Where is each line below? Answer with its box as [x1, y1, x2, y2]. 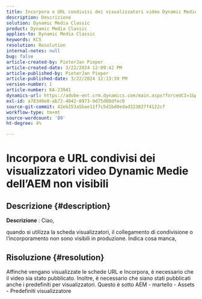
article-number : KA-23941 [6, 87, 71, 93]
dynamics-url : [6, 92, 42, 98]
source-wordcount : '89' [6, 115, 66, 121]
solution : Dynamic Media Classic [6, 20, 90, 26]
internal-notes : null [6, 48, 61, 54]
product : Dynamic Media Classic [6, 25, 87, 32]
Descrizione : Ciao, [6, 217, 55, 224]
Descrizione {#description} [6, 201, 111, 211]
